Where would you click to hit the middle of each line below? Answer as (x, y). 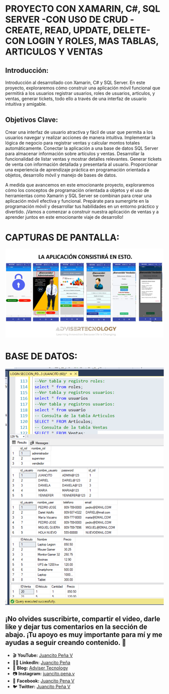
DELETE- (132, 30)
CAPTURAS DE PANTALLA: (62, 238)
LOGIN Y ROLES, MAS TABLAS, (93, 41)
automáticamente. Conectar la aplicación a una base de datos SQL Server (82, 148)
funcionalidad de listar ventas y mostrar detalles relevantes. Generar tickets (83, 159)
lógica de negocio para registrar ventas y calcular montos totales (72, 143)
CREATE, (24, 30)
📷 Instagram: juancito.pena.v (44, 673)
